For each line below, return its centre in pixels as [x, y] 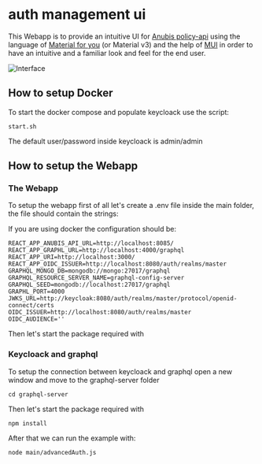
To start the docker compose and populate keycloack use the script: [119, 112]
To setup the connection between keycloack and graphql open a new [120, 371]
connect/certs [31, 306]
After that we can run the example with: [72, 438]
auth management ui [77, 15]
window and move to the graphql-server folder [84, 380]
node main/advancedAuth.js [52, 452]
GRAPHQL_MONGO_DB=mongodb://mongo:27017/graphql [89, 271]
